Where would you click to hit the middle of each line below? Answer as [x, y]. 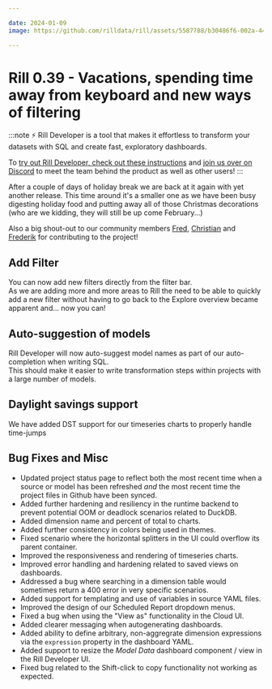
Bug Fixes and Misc [59, 458]
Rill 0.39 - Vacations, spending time [131, 78]
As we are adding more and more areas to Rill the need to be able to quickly [135, 291]
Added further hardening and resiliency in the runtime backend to [129, 503]
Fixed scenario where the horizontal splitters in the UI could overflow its [140, 538]
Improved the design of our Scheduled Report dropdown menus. [128, 607]
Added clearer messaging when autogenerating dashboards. [121, 624]
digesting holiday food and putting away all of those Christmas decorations [134, 205]
